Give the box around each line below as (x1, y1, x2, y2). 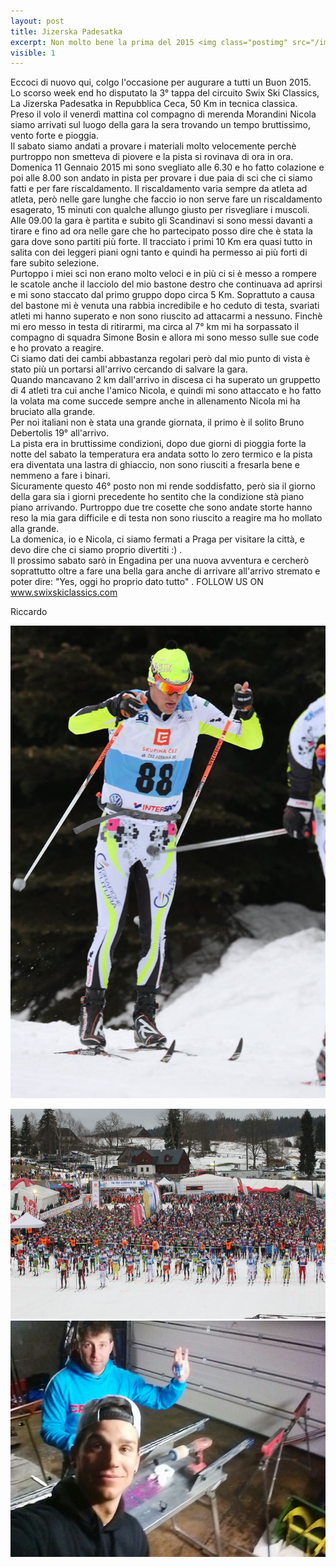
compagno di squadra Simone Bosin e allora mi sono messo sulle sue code (10, 331, 320, 344)
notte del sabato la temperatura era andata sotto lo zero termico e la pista (10, 448, 313, 460)
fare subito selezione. (10, 257, 100, 269)
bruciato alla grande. (10, 406, 96, 418)
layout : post (10, 16, 65, 26)
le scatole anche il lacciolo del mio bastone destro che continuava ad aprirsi (10, 278, 323, 290)
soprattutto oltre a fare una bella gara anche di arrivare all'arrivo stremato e (10, 565, 321, 577)
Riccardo (10, 606, 48, 618)
